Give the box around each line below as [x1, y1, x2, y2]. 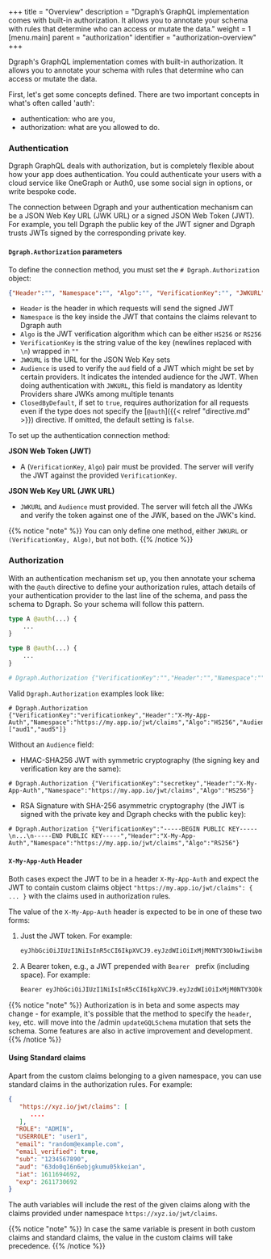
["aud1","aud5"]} [8, 725, 67, 734]
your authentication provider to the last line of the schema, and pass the [8, 590, 248, 600]
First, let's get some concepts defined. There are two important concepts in [8, 90, 260, 99]
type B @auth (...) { [8, 644, 78, 653]
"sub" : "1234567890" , [15, 1155, 89, 1163]
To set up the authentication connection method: [8, 431, 171, 440]
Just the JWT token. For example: [19, 931, 133, 941]
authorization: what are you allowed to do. [19, 123, 160, 132]
